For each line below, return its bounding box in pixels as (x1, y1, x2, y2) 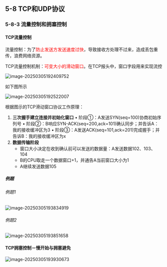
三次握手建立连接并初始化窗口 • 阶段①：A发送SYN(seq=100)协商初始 (12, 114, 157, 120)
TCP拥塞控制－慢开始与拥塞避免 (5, 245, 71, 251)
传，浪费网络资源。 (5, 52, 45, 58)
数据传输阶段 (12, 139, 39, 145)
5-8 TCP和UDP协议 (5, 4, 65, 13)
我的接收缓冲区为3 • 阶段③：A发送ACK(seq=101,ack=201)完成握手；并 (12, 127, 160, 133)
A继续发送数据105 (19, 163, 57, 169)
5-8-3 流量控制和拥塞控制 (5, 21, 67, 28)
